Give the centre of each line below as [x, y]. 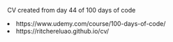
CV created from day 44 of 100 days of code [72, 10]
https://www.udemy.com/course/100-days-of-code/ [91, 23]
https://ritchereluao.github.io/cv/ [63, 31]
